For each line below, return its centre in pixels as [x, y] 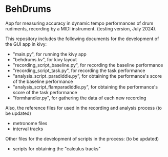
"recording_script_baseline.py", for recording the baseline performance [88, 65]
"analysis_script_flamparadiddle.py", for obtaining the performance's [85, 87]
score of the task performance [45, 92]
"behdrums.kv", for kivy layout [45, 59]
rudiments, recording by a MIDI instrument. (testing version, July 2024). [81, 28]
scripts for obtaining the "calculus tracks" [57, 149]
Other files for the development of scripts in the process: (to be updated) [82, 138]
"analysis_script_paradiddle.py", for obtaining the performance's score [87, 76]
